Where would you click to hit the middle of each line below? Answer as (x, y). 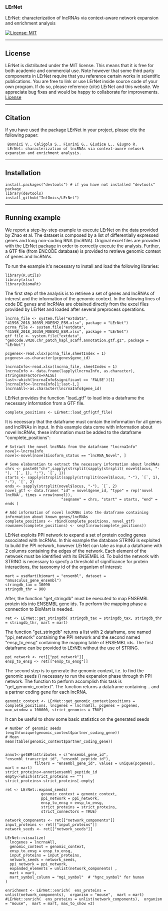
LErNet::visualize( (25, 838)
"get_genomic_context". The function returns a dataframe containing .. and (82, 686)
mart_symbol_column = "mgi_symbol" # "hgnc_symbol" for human (77, 877)
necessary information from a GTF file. (45, 403)
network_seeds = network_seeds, (43, 859)
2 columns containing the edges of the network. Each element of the (76, 551)
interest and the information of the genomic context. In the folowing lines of (83, 298)
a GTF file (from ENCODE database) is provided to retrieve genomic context (83, 251)
